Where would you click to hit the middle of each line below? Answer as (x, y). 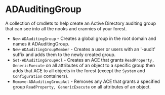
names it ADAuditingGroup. (41, 43)
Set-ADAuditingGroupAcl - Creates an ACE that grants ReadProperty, (83, 60)
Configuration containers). (40, 76)
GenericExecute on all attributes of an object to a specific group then (84, 65)
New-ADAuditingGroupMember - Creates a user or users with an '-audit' (84, 49)
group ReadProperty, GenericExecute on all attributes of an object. (81, 86)
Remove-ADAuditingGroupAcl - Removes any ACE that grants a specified (86, 81)
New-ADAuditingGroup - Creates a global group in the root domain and (84, 38)
